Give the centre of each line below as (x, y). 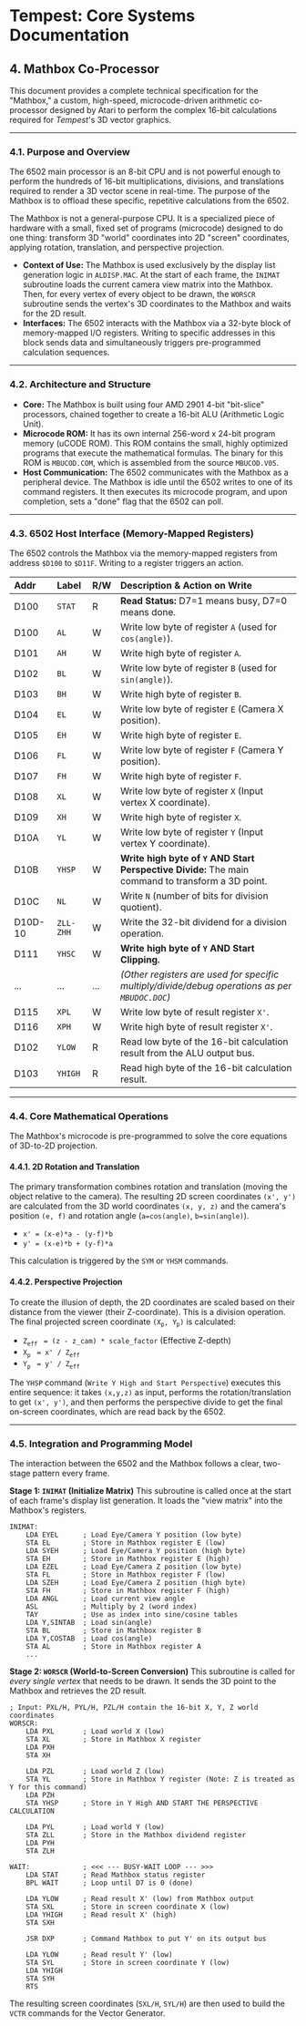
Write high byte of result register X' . (196, 1026)
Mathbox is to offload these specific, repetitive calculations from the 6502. (149, 201)
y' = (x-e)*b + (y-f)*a (68, 1244)
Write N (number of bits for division (194, 896)
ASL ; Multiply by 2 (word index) (112, 1607)
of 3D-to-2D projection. (54, 1146)
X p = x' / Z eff (51, 1353)
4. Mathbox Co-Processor (84, 69)
